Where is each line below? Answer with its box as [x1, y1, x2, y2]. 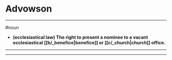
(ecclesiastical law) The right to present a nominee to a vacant [12, 34, 148, 40]
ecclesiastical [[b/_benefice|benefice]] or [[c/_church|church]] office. [12, 39, 166, 45]
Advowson [5, 3, 52, 15]
